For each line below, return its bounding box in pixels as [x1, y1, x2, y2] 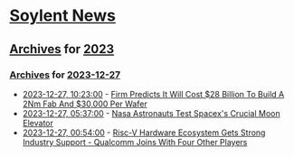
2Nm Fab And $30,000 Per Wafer [22, 98, 147, 109]
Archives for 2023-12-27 [9, 69, 121, 81]
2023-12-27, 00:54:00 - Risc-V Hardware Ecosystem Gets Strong [22, 127, 266, 138]
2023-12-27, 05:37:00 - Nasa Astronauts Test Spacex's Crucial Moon [22, 107, 280, 118]
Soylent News [9, 5, 116, 26]
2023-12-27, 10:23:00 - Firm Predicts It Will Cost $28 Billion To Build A [22, 88, 285, 99]
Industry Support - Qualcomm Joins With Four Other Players [22, 136, 248, 147]
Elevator [22, 117, 54, 128]
